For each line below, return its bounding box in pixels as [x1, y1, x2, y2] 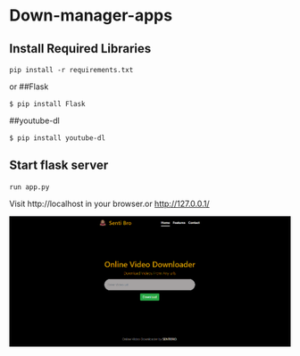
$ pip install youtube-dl [9, 134, 105, 143]
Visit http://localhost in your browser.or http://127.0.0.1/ [9, 198, 210, 209]
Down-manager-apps [9, 5, 172, 26]
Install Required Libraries [9, 41, 152, 56]
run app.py [9, 182, 50, 192]
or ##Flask [9, 81, 49, 92]
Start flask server [9, 158, 109, 173]
